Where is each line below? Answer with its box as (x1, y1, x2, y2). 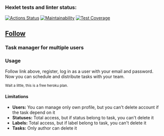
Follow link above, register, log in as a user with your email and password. (5, 68, 154, 74)
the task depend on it (12, 109, 55, 115)
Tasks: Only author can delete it (12, 125, 77, 131)
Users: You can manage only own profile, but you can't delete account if (12, 105, 159, 110)
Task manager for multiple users (5, 44, 84, 51)
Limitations (5, 93, 28, 99)
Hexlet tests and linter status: (5, 4, 77, 11)
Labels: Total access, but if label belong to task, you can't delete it (12, 120, 147, 126)
